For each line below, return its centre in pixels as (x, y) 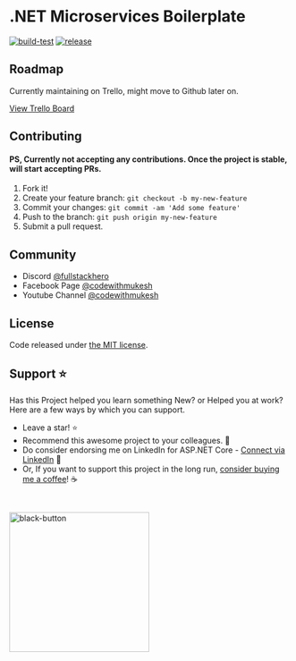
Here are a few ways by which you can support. (97, 410)
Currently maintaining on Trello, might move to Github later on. (124, 90)
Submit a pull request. (63, 226)
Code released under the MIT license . (79, 344)
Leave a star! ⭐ (50, 428)
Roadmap (37, 69)
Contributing (46, 136)
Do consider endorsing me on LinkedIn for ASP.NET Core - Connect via (154, 450)
